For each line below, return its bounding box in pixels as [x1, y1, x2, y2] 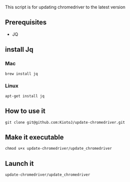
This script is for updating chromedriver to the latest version [5, 4, 126, 10]
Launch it [5, 159, 34, 168]
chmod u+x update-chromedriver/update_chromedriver [5, 146, 112, 151]
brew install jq [5, 71, 38, 76]
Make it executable [5, 133, 64, 141]
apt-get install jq [5, 93, 45, 98]
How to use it [5, 107, 46, 115]
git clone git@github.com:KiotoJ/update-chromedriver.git [5, 120, 125, 125]
